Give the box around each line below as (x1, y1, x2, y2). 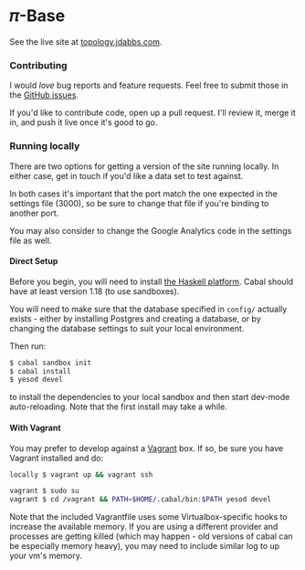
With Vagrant (9, 422, 61, 433)
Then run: (9, 340, 47, 352)
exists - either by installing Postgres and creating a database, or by (9, 312, 262, 324)
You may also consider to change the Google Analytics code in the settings (9, 225, 292, 236)
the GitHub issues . (9, 90, 79, 100)
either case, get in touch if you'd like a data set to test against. (9, 170, 244, 181)
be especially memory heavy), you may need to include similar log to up (9, 541, 280, 552)
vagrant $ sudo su (9, 486, 79, 496)
